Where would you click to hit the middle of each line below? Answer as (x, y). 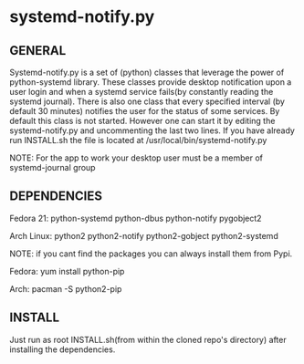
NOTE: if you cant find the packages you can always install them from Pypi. (151, 254)
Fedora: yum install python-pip (67, 271)
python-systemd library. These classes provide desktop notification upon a (151, 82)
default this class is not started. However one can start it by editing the (142, 121)
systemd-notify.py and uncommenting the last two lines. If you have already (152, 130)
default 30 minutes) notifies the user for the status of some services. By (145, 111)
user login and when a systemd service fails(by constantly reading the (142, 92)
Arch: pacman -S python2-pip (66, 288)
